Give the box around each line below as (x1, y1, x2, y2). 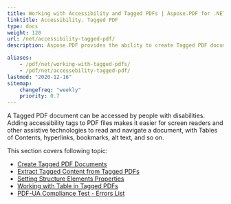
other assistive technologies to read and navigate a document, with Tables (7, 126, 218, 135)
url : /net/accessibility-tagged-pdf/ (7, 36, 115, 43)
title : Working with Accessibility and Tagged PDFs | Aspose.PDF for (7, 10, 211, 17)
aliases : (7, 54, 32, 62)
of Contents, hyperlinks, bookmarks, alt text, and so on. (7, 133, 164, 141)
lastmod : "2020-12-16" (7, 73, 72, 80)
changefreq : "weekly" (19, 87, 81, 93)
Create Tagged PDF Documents (16, 160, 108, 168)
